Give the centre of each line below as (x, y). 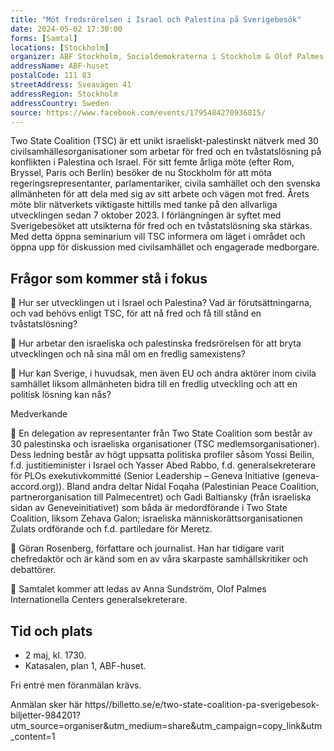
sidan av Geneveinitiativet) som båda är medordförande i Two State (149, 508)
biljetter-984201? (45, 715)
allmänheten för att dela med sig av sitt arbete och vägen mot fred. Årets (160, 194)
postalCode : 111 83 (51, 76)
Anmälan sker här (46, 704)
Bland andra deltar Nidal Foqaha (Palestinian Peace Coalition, (193, 487)
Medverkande (39, 414)
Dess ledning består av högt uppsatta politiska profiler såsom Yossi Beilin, (162, 455)
